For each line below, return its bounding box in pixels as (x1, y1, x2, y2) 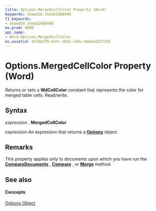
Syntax (5, 106, 27, 115)
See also (5, 175, 32, 184)
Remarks (5, 143, 33, 151)
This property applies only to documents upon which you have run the (5, 156, 147, 162)
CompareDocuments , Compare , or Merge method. (5, 161, 112, 167)
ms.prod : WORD (5, 26, 34, 30)
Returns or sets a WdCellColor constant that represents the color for (5, 87, 144, 93)
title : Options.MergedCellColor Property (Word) (5, 7, 106, 12)
